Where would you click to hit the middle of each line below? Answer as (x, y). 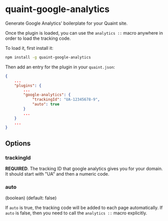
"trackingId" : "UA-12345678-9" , (66, 100)
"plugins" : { (28, 86)
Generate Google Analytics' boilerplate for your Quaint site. (66, 23)
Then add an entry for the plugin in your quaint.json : (60, 67)
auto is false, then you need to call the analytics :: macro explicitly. (76, 213)
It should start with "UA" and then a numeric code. (57, 174)
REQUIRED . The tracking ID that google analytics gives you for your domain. (84, 169)
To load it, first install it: (29, 48)
